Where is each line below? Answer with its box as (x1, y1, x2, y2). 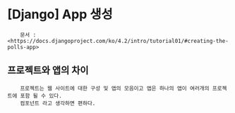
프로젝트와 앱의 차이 (7, 65, 89, 77)
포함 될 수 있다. (20, 92, 62, 99)
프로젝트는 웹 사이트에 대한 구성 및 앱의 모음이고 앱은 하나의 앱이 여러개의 (20, 85, 210, 92)
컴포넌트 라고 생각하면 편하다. (20, 100, 96, 107)
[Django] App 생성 (7, 6, 113, 22)
